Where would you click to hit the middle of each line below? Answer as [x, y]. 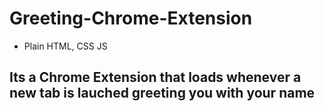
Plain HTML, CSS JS [65, 46]
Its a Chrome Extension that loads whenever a [155, 77]
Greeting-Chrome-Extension [131, 18]
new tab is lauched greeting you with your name [162, 93]
